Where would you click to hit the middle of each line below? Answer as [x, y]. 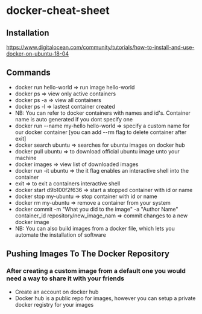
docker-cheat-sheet [58, 11]
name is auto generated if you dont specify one [74, 119]
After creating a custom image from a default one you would [96, 271]
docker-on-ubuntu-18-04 [38, 54]
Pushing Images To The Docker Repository [88, 254]
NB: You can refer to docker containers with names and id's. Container [103, 113]
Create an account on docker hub [57, 292]
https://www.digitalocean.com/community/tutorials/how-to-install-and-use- [100, 47]
